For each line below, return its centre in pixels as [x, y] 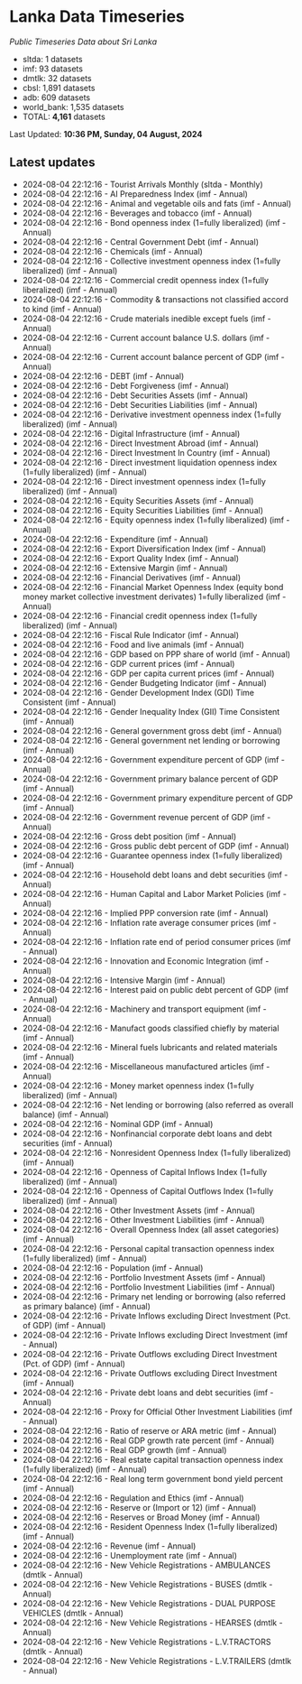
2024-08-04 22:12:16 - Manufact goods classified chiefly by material [151, 1028]
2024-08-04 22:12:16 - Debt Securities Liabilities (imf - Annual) [140, 404]
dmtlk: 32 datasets [57, 78]
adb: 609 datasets [56, 97]
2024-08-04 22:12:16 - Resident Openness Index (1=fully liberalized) [150, 1526]
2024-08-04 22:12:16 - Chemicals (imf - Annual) [112, 251]
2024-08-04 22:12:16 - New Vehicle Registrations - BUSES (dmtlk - [147, 1584]
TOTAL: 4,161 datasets [64, 116]
